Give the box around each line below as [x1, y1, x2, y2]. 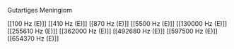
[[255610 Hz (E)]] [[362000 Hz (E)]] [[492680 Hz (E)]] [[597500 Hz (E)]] [7, 27, 218, 35]
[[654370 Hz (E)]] [7, 34, 59, 43]
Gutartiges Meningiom [7, 6, 73, 14]
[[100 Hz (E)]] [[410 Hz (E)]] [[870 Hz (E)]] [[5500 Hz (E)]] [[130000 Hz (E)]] [7, 20, 228, 27]
